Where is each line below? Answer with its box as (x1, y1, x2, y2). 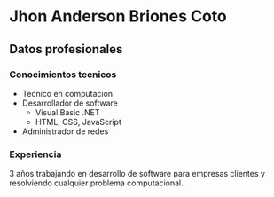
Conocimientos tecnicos (9, 68, 117, 81)
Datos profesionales (9, 42, 123, 57)
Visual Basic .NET (35, 106, 100, 117)
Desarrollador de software (21, 98, 118, 108)
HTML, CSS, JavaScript (35, 116, 121, 127)
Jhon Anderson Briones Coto (9, 6, 228, 27)
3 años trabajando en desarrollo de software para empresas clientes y (9, 169, 266, 179)
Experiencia (9, 148, 62, 161)
